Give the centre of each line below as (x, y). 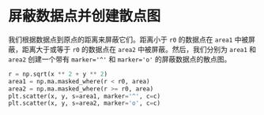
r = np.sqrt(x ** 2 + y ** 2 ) (58, 74)
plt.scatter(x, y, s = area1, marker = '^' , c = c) (84, 96)
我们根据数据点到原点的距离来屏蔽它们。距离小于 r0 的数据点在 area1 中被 (128, 39)
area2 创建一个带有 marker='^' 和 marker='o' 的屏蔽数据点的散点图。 (120, 59)
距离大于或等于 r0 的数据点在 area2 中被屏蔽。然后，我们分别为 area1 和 (139, 49)
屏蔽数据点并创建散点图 (85, 16)
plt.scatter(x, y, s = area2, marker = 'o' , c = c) (84, 103)
